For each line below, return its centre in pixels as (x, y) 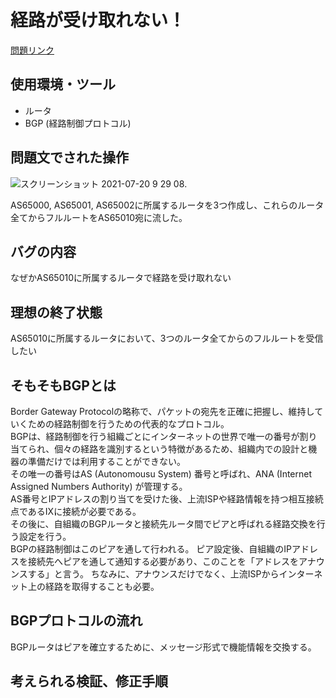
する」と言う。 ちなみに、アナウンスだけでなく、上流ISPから (153, 574)
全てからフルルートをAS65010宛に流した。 (99, 217)
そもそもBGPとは (63, 385)
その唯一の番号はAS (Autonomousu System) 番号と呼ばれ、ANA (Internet (161, 474)
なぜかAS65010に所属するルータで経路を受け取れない (121, 278)
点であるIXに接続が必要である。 (76, 511)
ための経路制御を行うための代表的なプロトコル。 (128, 424)
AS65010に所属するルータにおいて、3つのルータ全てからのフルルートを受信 (167, 338)
